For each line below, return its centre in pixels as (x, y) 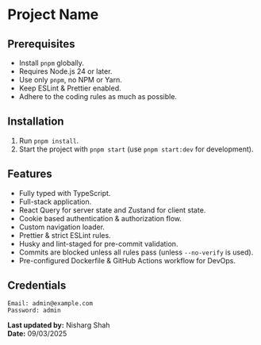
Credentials (37, 286)
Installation (36, 122)
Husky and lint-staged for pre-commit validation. (98, 243)
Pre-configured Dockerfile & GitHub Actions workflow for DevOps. (127, 260)
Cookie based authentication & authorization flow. (100, 218)
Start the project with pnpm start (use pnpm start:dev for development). (136, 149)
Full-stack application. (55, 201)
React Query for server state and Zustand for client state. (112, 210)
